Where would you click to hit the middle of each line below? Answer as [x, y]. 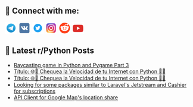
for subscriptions [35, 91]
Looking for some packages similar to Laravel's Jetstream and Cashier [100, 84]
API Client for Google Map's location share [66, 97]
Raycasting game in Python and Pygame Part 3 [71, 65]
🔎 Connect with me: [42, 11]
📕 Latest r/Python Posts [50, 51]
